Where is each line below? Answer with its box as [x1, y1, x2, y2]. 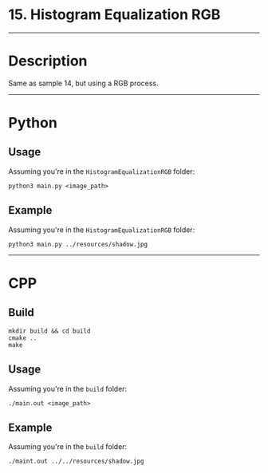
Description [8, 52, 88, 70]
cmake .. [8, 333, 37, 342]
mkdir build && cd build [8, 327, 91, 335]
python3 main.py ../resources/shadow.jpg [8, 240, 148, 248]
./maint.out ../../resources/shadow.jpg [8, 457, 145, 466]
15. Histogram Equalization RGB [8, 6, 221, 24]
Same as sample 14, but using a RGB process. [8, 78, 159, 88]
